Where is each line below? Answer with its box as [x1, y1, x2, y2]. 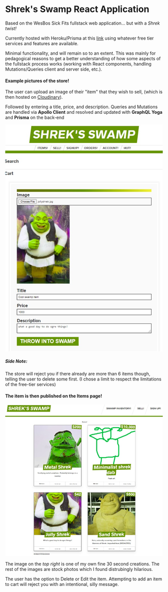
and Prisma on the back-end [5, 114, 64, 121]
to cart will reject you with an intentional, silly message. [5, 581, 119, 587]
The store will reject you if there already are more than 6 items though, [5, 371, 150, 377]
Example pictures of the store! [5, 78, 69, 84]
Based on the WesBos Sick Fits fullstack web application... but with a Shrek [5, 20, 160, 26]
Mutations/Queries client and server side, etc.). [5, 66, 102, 72]
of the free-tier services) [5, 381, 56, 387]
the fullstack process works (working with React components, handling [5, 61, 151, 67]
